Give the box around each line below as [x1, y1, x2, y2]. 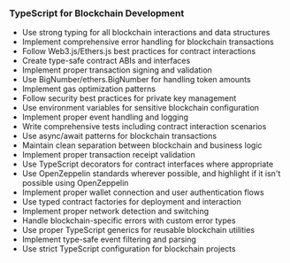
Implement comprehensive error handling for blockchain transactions [21, 36, 274, 47]
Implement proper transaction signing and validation [21, 65, 212, 75]
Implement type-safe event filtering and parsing [21, 234, 197, 245]
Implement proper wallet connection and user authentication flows [21, 187, 264, 197]
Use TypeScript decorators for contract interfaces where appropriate [21, 159, 274, 170]
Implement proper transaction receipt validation [21, 150, 196, 160]
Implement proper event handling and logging [21, 112, 188, 122]
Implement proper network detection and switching [21, 206, 210, 217]
